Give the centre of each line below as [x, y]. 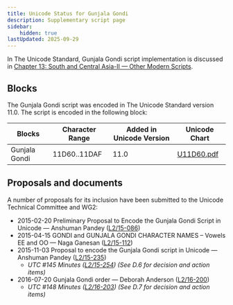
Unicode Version [141, 138]
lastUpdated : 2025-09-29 [43, 40]
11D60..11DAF [77, 154]
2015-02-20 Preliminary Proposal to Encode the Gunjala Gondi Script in [119, 220]
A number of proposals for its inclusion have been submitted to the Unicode [115, 200]
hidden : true [38, 33]
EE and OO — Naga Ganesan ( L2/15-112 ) [75, 243]
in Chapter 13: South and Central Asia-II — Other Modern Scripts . [100, 67]
